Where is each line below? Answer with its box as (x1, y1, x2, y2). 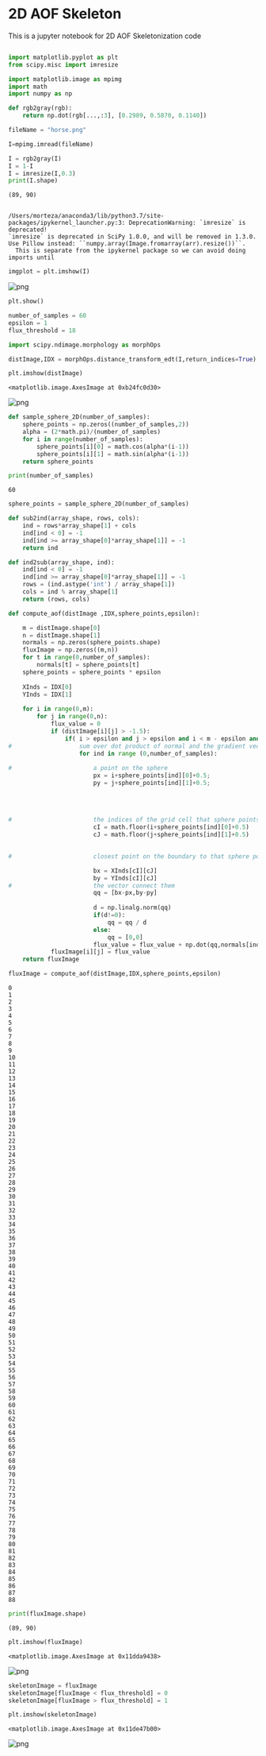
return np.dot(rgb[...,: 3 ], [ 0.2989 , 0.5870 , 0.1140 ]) (22, 112, 207, 120)
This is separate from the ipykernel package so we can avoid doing (15, 247, 246, 255)
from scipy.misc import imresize (8, 60, 119, 68)
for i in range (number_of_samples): (22, 435, 144, 443)
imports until (8, 253, 55, 262)
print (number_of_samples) (8, 472, 93, 480)
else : (93, 926, 112, 934)
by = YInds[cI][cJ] (93, 874, 158, 882)
